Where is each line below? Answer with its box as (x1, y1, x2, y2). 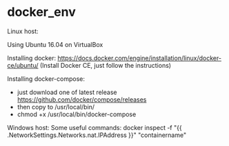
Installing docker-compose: (7, 74, 85, 83)
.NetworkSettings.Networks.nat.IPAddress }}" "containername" (7, 131, 187, 139)
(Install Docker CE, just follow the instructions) (39, 61, 171, 69)
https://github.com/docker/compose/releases (17, 95, 147, 104)
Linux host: (7, 27, 39, 35)
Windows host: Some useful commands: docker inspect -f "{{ (7, 123, 182, 131)
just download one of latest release (17, 88, 117, 96)
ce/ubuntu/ (7, 61, 39, 69)
